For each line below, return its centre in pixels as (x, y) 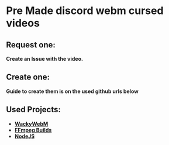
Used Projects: (34, 110)
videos (23, 23)
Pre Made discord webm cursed (85, 11)
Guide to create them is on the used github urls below (72, 91)
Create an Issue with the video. (45, 59)
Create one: (28, 77)
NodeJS (25, 136)
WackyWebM (31, 123)
